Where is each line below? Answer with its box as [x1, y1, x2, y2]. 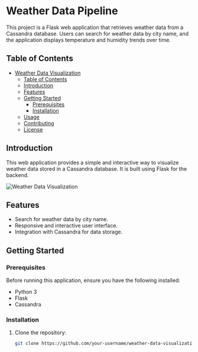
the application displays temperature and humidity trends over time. [6, 36, 171, 43]
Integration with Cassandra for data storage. [14, 228, 123, 235]
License [23, 126, 43, 133]
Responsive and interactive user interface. [14, 222, 118, 229]
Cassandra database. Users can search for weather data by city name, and [6, 30, 189, 37]
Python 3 [14, 289, 37, 296]
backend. [6, 171, 29, 178]
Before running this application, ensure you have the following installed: [6, 277, 180, 284]
